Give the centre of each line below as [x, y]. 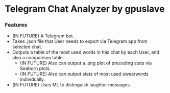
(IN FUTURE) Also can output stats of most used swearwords [84, 74]
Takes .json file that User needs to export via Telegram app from [80, 41]
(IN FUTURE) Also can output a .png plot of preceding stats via [86, 63]
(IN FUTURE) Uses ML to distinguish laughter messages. [71, 85]
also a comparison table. [38, 58]
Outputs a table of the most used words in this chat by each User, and [86, 52]
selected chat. [27, 47]
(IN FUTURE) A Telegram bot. [43, 36]
